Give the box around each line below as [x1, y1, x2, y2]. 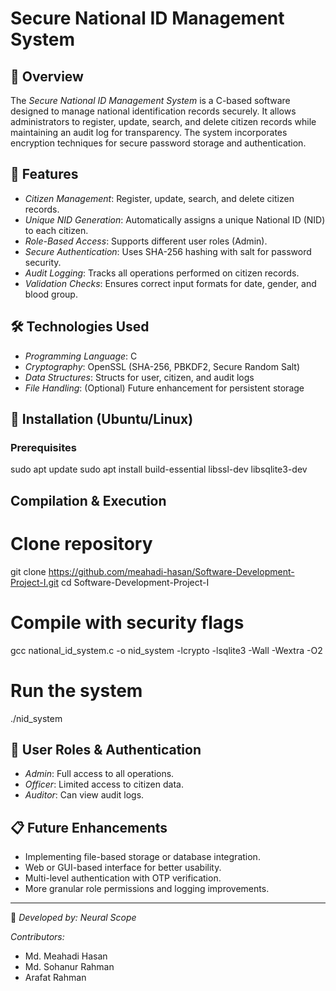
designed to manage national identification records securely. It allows [10, 105, 297, 117]
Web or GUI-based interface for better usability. [24, 862, 222, 874]
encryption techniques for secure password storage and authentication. [10, 137, 307, 149]
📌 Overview [10, 68, 84, 85]
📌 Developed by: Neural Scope [10, 912, 137, 924]
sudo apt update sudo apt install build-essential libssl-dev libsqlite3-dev [10, 463, 308, 476]
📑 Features [10, 166, 79, 183]
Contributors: [10, 931, 65, 943]
